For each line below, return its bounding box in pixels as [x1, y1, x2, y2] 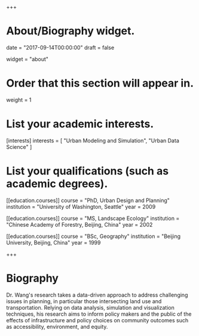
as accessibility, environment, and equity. [6, 323, 108, 330]
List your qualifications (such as [6, 164, 169, 178]
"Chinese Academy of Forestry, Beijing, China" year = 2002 [6, 221, 153, 228]
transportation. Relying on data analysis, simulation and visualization [6, 304, 174, 311]
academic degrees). [6, 177, 108, 190]
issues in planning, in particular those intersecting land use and [6, 297, 162, 305]
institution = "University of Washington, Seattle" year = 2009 [6, 203, 156, 210]
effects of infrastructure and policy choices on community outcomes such [6, 316, 189, 323]
